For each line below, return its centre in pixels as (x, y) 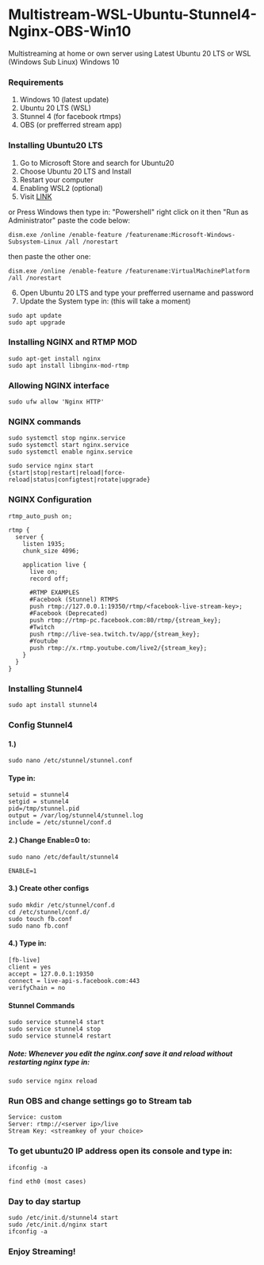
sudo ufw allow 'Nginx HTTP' (56, 402)
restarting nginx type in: (49, 1062)
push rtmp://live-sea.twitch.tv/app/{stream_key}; (115, 634)
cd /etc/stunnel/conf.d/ (49, 912)
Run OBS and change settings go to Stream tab (100, 1101)
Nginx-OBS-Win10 (70, 31)
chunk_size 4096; (51, 551)
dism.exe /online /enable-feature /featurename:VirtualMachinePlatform (129, 271)
